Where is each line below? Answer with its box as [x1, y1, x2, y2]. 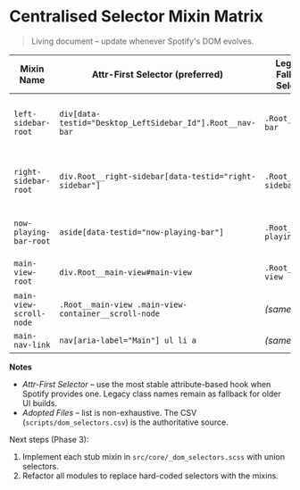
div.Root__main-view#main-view [59, 267, 192, 278]
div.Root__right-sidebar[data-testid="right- [59, 171, 256, 181]
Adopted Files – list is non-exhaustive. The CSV [21, 407, 197, 418]
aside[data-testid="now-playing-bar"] [59, 227, 225, 237]
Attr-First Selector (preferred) [91, 68, 223, 80]
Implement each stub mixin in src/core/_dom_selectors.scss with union [21, 451, 286, 461]
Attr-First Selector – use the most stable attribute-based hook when [21, 378, 271, 389]
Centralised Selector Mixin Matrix [9, 6, 263, 27]
